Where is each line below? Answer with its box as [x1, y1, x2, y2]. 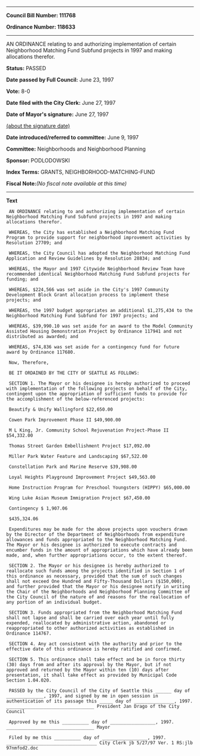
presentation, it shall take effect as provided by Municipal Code [6, 672, 177, 678]
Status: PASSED [6, 65, 46, 71]
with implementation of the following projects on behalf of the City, [6, 386, 187, 392]
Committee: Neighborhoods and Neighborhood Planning [6, 145, 146, 152]
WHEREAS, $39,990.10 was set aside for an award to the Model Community [8, 323, 193, 329]
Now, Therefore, [8, 360, 49, 365]
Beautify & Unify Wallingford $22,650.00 [8, 407, 113, 413]
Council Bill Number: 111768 [6, 12, 76, 18]
